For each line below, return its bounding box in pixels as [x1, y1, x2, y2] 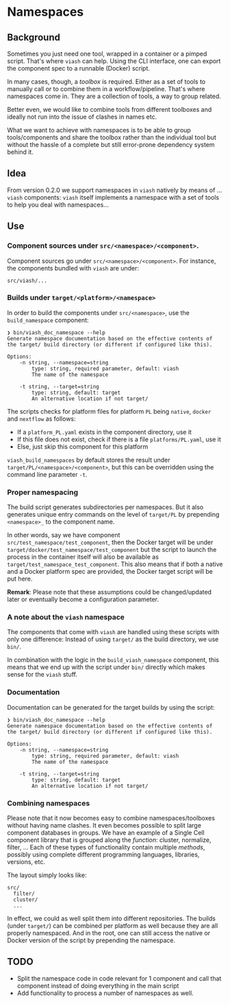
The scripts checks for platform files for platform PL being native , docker [7, 407, 212, 415]
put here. [7, 574, 33, 583]
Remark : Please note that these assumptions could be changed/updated [7, 588, 212, 596]
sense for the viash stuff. [7, 670, 77, 679]
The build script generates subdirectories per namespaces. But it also [7, 503, 204, 511]
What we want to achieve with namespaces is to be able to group [7, 126, 192, 134]
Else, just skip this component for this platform [16, 442, 149, 450]
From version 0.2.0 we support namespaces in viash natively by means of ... [7, 186, 222, 194]
